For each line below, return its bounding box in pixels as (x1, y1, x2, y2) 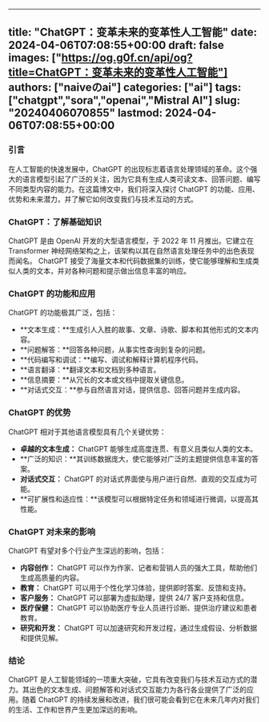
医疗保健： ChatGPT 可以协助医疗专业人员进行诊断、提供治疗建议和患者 (19, 602, 258, 612)
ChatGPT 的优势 (8, 407, 71, 418)
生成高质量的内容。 (19, 573, 84, 582)
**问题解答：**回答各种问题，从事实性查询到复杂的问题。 (19, 345, 210, 355)
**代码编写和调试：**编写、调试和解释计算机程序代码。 (19, 355, 203, 365)
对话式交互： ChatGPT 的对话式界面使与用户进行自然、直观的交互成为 (19, 474, 251, 484)
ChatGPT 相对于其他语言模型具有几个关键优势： (8, 427, 167, 436)
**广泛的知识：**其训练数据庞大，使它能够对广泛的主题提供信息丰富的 (19, 454, 252, 464)
